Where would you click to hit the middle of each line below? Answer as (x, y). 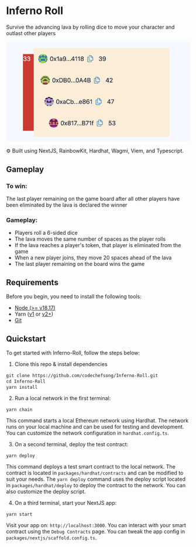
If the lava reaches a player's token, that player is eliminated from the (98, 245)
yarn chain (19, 410)
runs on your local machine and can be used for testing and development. (95, 427)
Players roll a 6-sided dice (46, 233)
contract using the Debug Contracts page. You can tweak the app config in (96, 532)
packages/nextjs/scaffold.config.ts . (51, 538)
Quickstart (26, 339)
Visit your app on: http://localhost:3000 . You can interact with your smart (96, 525)
